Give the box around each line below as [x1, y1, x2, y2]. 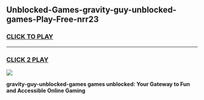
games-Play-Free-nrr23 [6, 15, 99, 25]
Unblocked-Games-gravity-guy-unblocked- [6, 5, 177, 15]
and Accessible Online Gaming [6, 87, 86, 94]
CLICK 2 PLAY [6, 55, 49, 64]
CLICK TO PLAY [6, 33, 53, 41]
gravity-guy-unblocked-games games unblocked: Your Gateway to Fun [6, 80, 190, 87]
